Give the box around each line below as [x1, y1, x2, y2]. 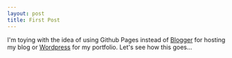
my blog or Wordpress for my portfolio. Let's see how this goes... [7, 43, 193, 51]
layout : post [7, 10, 45, 17]
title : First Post [7, 17, 60, 23]
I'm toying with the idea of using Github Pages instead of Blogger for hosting [7, 35, 226, 43]
